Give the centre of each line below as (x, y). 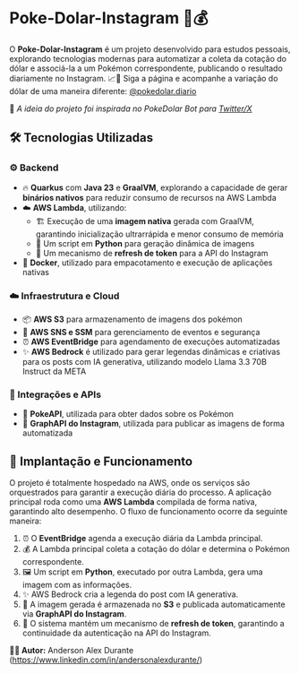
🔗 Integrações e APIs (55, 394)
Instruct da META (54, 371)
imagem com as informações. (77, 585)
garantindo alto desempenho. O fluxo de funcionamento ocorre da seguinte (149, 512)
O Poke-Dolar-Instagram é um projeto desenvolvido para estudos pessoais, (150, 49)
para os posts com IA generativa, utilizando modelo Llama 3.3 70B (144, 361)
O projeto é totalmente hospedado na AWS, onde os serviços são (130, 483)
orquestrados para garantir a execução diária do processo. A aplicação (141, 493)
